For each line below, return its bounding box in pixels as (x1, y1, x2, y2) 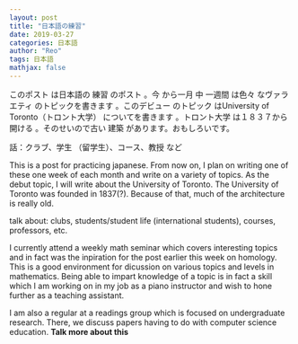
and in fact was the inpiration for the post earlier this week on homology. (9, 251, 277, 262)
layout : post (9, 13, 58, 22)
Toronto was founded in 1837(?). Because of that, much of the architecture (9, 188, 285, 198)
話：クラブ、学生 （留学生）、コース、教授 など (9, 141, 182, 153)
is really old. (9, 198, 54, 208)
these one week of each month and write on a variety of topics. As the (9, 169, 269, 180)
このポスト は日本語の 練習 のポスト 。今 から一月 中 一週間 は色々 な (9, 89, 266, 100)
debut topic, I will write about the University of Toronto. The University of (9, 179, 279, 190)
